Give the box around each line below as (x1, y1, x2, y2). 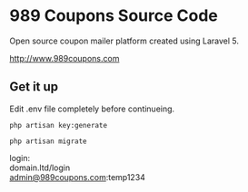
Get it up (9, 79, 59, 95)
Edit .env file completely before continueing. (9, 103, 175, 114)
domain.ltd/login (9, 162, 71, 173)
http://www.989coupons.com (9, 53, 120, 63)
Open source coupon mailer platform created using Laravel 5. (9, 35, 239, 46)
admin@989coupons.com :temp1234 (9, 171, 145, 182)
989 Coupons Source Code (9, 5, 218, 26)
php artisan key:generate (9, 120, 107, 130)
